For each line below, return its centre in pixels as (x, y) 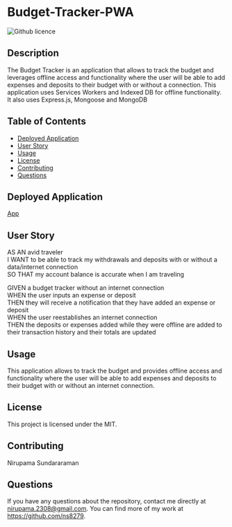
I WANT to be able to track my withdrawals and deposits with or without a (112, 260)
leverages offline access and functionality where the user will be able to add (116, 77)
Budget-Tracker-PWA (71, 12)
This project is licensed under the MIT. (62, 424)
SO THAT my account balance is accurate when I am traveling (96, 275)
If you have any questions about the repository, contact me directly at (107, 501)
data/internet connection (43, 267)
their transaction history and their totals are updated (82, 332)
